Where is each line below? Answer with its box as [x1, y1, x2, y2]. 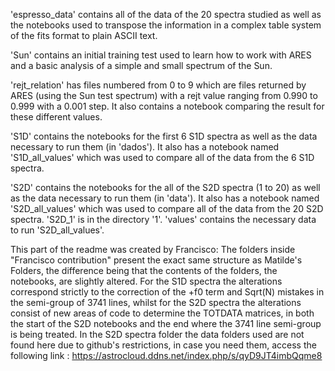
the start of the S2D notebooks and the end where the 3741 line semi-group [10, 318, 322, 329]
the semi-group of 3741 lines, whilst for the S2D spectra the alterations [10, 297, 302, 308]
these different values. [10, 111, 103, 123]
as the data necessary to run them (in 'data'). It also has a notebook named [10, 192, 320, 204]
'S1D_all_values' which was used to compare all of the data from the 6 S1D [10, 152, 315, 163]
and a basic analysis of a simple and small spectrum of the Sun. [10, 60, 273, 71]
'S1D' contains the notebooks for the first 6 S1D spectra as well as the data [10, 130, 318, 142]
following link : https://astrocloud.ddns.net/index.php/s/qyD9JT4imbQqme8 [10, 350, 323, 361]
